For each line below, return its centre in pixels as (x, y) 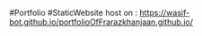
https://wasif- (165, 13)
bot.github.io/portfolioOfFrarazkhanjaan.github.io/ (101, 22)
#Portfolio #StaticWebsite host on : (74, 13)
